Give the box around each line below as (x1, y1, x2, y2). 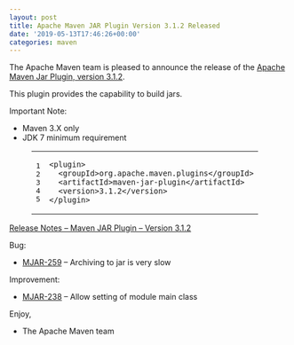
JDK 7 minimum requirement (21, 132, 127, 143)
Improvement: (9, 274, 60, 285)
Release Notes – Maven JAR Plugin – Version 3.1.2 (9, 223, 192, 233)
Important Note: (9, 106, 68, 116)
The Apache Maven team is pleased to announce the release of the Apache (9, 62, 286, 73)
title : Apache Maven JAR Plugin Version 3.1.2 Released (9, 21, 220, 30)
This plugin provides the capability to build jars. (9, 89, 183, 99)
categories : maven (9, 37, 77, 47)
